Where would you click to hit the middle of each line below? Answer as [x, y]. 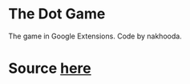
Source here [50, 68]
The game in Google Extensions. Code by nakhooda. [95, 36]
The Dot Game [57, 14]
